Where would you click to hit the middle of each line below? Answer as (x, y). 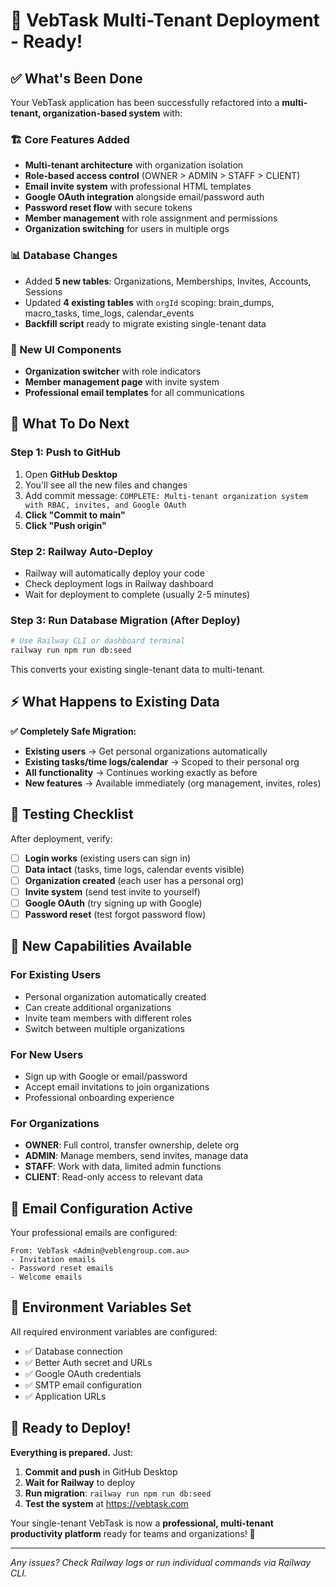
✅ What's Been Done (76, 78)
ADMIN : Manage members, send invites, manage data (136, 1156)
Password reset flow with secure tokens (108, 208)
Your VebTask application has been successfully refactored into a (145, 102)
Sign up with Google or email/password (106, 1076)
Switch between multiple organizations (104, 1028)
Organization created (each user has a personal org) (134, 880)
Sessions (43, 291)
